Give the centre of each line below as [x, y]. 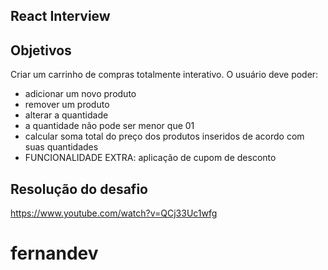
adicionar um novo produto [80, 94]
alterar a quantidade [66, 115]
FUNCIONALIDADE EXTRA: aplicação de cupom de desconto [150, 158]
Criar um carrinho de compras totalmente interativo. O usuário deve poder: [164, 75]
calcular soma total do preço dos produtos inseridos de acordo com [164, 136]
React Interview [60, 16]
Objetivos [41, 50]
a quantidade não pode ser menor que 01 [109, 126]
